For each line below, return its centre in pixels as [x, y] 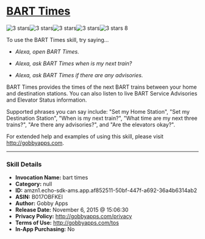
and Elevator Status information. [47, 100]
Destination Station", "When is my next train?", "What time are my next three [102, 118]
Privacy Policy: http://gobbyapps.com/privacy [74, 216]
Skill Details [24, 164]
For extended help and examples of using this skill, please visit [85, 136]
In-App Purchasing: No [45, 229]
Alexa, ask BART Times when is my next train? [74, 63]
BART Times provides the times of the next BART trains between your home [102, 87]
